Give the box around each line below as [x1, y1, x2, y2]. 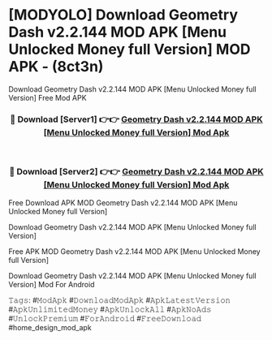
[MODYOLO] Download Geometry [8, 6, 238, 24]
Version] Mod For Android [8, 279, 95, 289]
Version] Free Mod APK [8, 93, 87, 102]
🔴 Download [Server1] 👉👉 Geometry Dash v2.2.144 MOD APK [10, 114, 263, 125]
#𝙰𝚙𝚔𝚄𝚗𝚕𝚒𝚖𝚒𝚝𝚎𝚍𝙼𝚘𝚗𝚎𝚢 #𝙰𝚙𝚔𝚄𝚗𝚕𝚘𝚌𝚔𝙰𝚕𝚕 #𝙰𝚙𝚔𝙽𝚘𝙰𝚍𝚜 [8, 304, 212, 314]
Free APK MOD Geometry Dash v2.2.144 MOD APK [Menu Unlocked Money [8, 246, 261, 256]
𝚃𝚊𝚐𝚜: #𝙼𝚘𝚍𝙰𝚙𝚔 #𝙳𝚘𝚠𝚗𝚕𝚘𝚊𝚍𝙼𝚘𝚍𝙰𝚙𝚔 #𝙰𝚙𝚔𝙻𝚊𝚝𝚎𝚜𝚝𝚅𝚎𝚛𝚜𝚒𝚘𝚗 [8, 295, 231, 305]
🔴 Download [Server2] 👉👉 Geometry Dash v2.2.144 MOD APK [9, 166, 264, 178]
